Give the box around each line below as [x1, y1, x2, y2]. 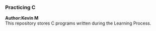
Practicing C [5, 4, 36, 11]
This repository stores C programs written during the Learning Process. [5, 20, 152, 26]
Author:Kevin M [5, 15, 39, 21]
